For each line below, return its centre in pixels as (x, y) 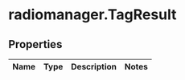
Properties (35, 44)
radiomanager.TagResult (92, 15)
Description (94, 67)
